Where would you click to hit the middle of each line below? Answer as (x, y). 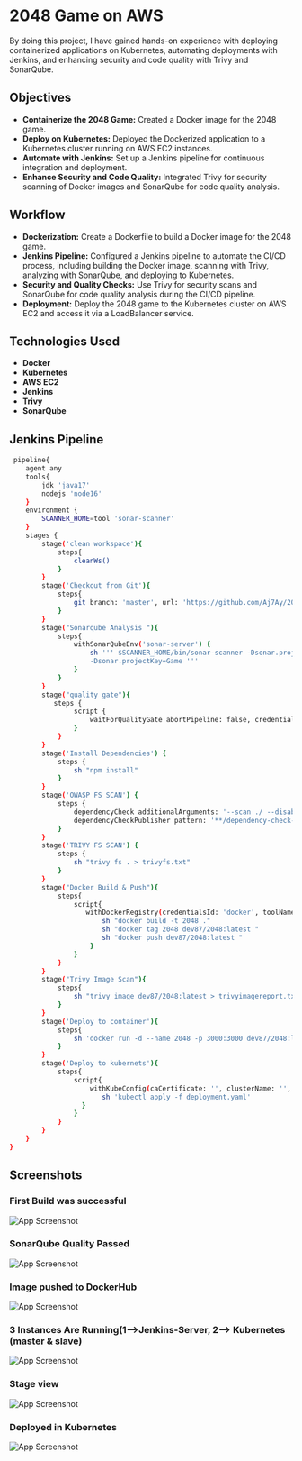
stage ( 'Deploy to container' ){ (100, 1021)
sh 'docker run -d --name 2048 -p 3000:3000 (158, 1038)
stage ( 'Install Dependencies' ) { (104, 753)
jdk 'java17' (66, 485)
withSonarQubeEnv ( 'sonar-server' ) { (142, 644)
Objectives (40, 98)
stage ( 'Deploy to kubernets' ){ (100, 1064)
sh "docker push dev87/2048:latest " (173, 938)
